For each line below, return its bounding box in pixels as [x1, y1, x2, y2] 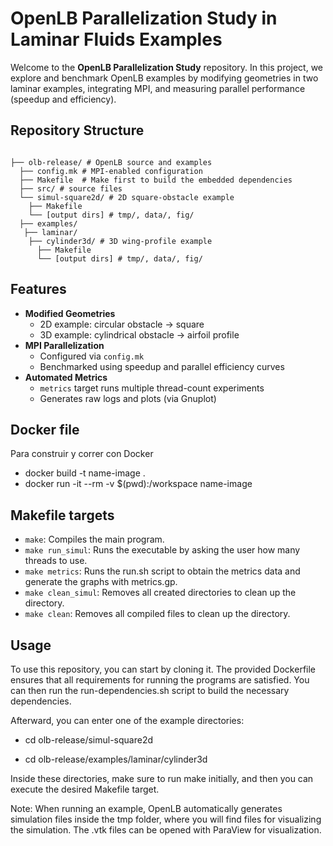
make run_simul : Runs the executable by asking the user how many [24, 544, 301, 556]
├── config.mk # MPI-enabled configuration [19, 166, 203, 176]
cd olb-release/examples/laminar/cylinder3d [24, 753, 208, 765]
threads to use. [24, 555, 88, 567]
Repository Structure [10, 122, 145, 139]
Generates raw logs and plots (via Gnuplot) [39, 392, 217, 404]
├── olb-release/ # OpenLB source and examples [10, 157, 213, 167]
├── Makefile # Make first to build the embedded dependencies [19, 175, 293, 185]
